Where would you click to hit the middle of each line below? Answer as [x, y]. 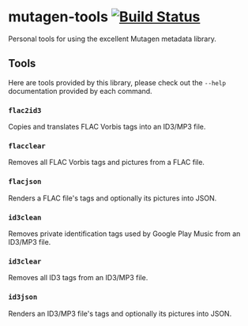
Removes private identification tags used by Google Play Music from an [124, 234]
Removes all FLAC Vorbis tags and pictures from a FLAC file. [107, 163]
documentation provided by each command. [80, 91]
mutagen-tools [58, 17]
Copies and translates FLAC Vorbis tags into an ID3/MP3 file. [107, 127]
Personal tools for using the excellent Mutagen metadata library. [113, 39]
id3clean [25, 217]
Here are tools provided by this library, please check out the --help [117, 82]
